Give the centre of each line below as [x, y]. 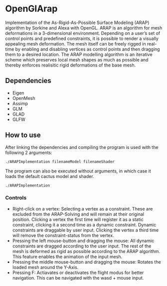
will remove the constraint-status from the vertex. [63, 235]
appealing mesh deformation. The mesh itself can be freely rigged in [76, 43]
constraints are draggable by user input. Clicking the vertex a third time [85, 230]
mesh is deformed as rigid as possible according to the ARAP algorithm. [86, 251]
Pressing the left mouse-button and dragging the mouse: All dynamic [83, 240]
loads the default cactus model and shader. [50, 176]
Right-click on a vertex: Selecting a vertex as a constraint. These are [83, 208]
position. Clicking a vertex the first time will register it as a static [78, 219]
